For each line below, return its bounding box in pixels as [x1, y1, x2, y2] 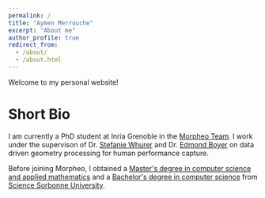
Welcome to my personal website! [8, 77, 119, 87]
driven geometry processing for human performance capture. [8, 148, 210, 158]
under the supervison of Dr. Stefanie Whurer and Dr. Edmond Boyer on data [8, 139, 255, 149]
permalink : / [8, 11, 51, 20]
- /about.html [15, 56, 62, 64]
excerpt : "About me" [8, 26, 77, 34]
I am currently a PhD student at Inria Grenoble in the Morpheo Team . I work [8, 131, 253, 141]
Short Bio [8, 105, 71, 124]
